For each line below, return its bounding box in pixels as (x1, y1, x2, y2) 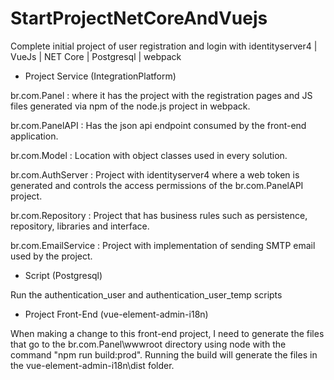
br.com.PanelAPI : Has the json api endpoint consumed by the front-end (10, 119, 307, 131)
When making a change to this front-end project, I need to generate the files (10, 327, 325, 339)
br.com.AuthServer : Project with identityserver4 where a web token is (10, 168, 300, 181)
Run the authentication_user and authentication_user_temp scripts (10, 288, 283, 301)
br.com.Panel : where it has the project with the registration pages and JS (10, 89, 313, 101)
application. (10, 130, 59, 142)
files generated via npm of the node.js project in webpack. (10, 100, 251, 112)
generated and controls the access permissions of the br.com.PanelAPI (10, 179, 304, 191)
